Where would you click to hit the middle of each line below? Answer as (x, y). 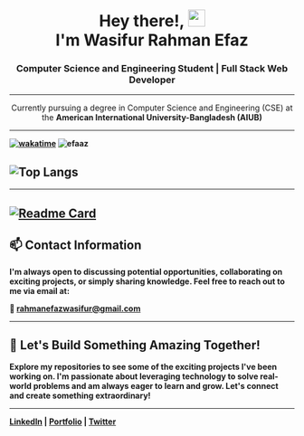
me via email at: (40, 290)
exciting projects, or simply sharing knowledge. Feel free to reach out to (147, 281)
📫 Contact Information (76, 246)
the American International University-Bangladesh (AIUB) (152, 118)
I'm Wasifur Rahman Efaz (152, 40)
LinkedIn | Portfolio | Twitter (63, 422)
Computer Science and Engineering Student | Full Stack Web (152, 69)
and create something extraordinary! (80, 396)
